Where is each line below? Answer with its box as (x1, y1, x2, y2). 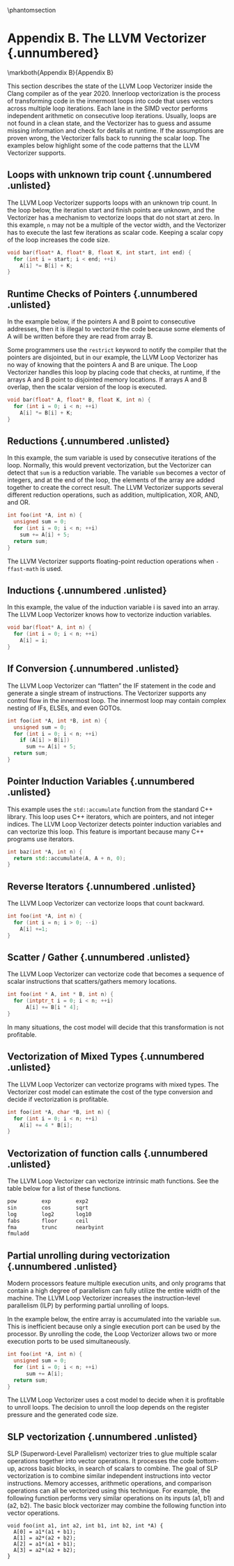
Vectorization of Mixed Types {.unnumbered (7, 1051, 205, 1063)
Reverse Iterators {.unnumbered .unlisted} (7, 880, 196, 892)
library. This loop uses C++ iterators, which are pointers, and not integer (7, 812, 214, 820)
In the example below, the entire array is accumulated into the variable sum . (7, 1315, 221, 1324)
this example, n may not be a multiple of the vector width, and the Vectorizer (7, 220, 226, 229)
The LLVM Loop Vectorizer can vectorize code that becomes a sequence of (7, 970, 225, 978)
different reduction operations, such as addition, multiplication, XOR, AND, (7, 491, 220, 499)
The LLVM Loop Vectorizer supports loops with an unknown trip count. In (7, 198, 217, 207)
